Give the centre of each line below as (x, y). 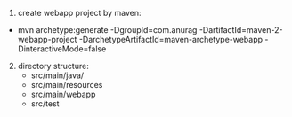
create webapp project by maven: (79, 13)
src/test (45, 104)
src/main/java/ (57, 75)
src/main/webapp (63, 94)
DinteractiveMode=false (62, 49)
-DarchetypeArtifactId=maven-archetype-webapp (171, 39)
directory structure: (53, 66)
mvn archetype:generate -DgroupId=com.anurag (107, 30)
